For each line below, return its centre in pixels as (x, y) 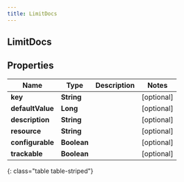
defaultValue (32, 108)
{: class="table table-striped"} (50, 171)
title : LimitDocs (32, 14)
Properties (31, 66)
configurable (32, 142)
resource (26, 131)
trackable (27, 153)
